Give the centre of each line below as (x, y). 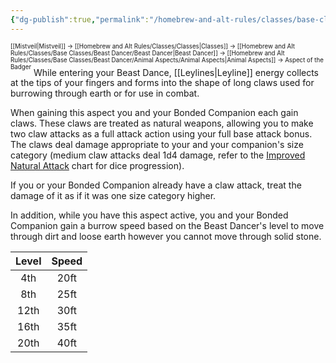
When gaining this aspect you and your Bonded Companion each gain (154, 113)
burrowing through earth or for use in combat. (105, 93)
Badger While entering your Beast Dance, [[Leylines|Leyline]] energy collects (165, 70)
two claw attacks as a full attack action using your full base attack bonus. (161, 134)
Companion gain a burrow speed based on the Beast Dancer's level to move (167, 226)
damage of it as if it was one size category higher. (113, 196)
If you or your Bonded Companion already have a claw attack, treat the (156, 185)
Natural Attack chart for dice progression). (97, 166)
